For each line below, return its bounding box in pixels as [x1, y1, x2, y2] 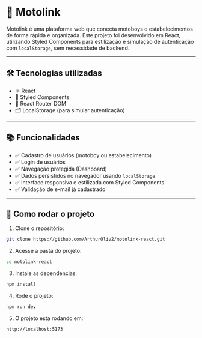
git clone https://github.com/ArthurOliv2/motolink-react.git [6, 237, 165, 243]
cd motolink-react [6, 259, 52, 265]
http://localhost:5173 [6, 326, 63, 332]
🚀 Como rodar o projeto [6, 208, 95, 219]
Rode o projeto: [14, 292, 54, 299]
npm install [6, 282, 36, 288]
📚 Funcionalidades [6, 133, 80, 143]
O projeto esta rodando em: [14, 315, 84, 322]
